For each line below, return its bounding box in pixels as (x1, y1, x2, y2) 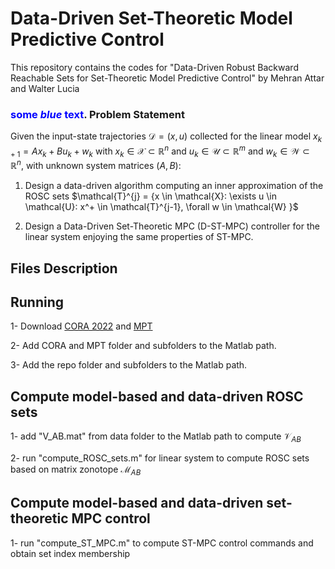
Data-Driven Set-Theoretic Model (10, 7, 293, 30)
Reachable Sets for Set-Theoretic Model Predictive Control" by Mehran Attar (10, 72, 325, 84)
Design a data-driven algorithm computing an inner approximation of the (24, 180, 324, 192)
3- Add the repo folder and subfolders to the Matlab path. (10, 359, 248, 371)
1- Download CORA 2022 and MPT (10, 320, 153, 332)
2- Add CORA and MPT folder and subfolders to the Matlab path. (10, 340, 277, 352)
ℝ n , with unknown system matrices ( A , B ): (10, 158, 182, 172)
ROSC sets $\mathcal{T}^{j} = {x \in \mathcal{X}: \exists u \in (24, 190, 278, 202)
